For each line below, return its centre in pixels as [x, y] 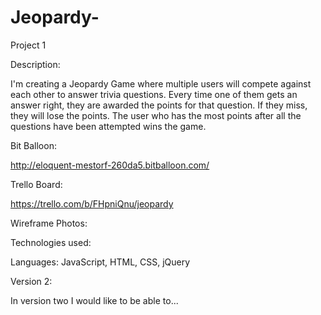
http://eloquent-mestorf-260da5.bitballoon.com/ [110, 165]
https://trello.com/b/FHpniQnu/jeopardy [92, 203]
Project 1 [28, 45]
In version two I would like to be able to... [94, 300]
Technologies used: [51, 242]
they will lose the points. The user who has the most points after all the [156, 115]
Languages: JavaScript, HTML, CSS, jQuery [100, 262]
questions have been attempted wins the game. [108, 126]
